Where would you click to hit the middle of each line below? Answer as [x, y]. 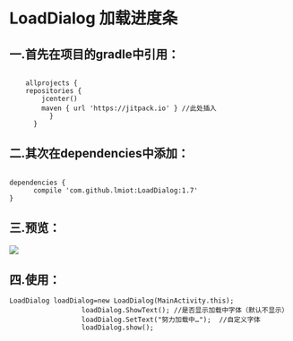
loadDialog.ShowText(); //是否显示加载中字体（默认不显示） [185, 311]
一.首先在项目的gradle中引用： [95, 54]
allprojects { [52, 83]
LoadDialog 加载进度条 [94, 18]
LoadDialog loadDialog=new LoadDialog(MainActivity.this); [122, 301]
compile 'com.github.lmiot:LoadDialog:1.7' [116, 190]
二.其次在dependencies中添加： [99, 153]
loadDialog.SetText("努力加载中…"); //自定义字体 [171, 320]
